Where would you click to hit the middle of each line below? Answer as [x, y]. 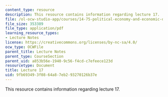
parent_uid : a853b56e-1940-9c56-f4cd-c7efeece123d [59, 61]
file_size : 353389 [24, 24]
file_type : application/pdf [34, 28]
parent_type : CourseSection [34, 56]
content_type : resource [30, 10]
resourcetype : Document [30, 65]
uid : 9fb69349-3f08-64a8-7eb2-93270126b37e [51, 75]
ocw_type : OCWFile [24, 47]
